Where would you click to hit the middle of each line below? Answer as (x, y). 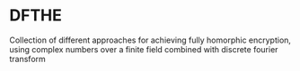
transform (28, 59)
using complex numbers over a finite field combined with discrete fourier (144, 49)
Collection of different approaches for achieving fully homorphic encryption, (150, 40)
